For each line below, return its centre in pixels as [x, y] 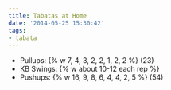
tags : [17, 30]
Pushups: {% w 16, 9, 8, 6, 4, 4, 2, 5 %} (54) [91, 77]
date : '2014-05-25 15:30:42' [56, 23]
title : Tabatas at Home [48, 16]
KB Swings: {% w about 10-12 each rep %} [89, 69]
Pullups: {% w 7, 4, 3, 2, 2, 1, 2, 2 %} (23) [87, 61]
